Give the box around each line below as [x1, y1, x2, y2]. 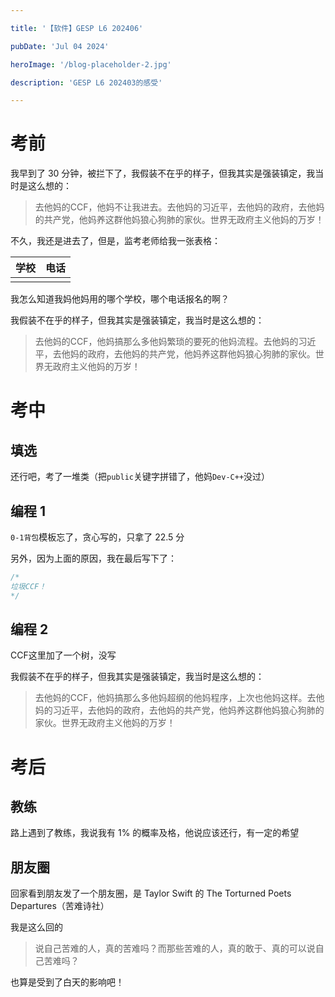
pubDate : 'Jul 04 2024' [10, 41, 110, 51]
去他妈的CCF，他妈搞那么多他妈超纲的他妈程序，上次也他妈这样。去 [34, 692, 317, 704]
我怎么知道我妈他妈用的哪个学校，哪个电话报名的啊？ [10, 293, 230, 305]
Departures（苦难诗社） [10, 900, 110, 912]
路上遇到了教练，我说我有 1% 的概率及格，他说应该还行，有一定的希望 [10, 827, 300, 839]
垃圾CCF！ [10, 581, 47, 591]
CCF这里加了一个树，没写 [10, 649, 117, 661]
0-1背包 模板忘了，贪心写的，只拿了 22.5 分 [10, 531, 185, 543]
